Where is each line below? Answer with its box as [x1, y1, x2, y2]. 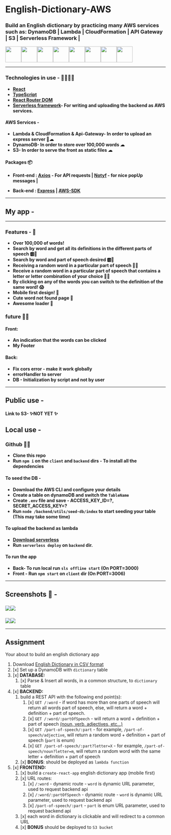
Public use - [5, 396, 44, 405]
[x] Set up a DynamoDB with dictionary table [12, 667, 108, 673]
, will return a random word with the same [73, 748, 161, 754]
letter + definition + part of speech [27, 754, 100, 760]
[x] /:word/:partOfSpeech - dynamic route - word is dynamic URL [27, 792, 163, 798]
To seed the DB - [5, 475, 41, 481]
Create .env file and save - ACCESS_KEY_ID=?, [12, 497, 114, 503]
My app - [5, 207, 35, 216]
